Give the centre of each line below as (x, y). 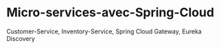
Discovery (21, 38)
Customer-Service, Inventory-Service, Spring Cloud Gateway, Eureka (104, 31)
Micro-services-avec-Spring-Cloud (110, 13)
